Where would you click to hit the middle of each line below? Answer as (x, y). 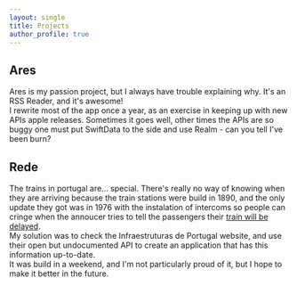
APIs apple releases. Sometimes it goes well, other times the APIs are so (141, 120)
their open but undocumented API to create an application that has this (139, 245)
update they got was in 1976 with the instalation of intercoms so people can (148, 207)
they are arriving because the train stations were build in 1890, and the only (147, 198)
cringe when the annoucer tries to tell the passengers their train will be (139, 217)
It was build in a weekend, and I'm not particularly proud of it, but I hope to (146, 264)
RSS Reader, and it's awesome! (66, 101)
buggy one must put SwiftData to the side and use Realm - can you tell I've (146, 129)
